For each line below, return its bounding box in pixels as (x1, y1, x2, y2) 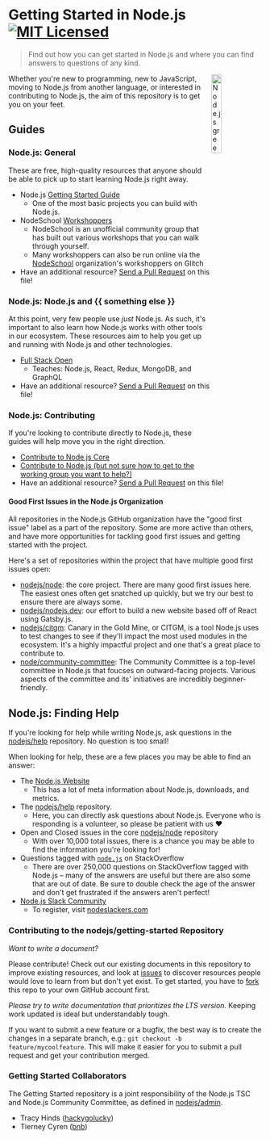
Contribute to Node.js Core (19, 452, 110, 462)
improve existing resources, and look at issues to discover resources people (8, 967, 261, 978)
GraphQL (31, 372, 63, 382)
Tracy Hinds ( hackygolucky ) (19, 1112, 114, 1123)
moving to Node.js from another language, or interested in (8, 82, 201, 92)
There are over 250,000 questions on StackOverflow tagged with (31, 862, 248, 872)
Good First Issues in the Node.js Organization (8, 496, 164, 506)
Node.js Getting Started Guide (19, 190, 121, 199)
